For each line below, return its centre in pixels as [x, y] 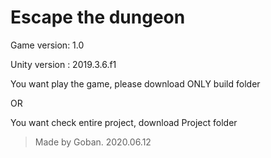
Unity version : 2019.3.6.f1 [63, 64]
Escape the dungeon [98, 17]
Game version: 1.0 [47, 45]
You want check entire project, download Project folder [124, 122]
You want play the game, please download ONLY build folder [135, 83]
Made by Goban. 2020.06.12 [93, 142]
